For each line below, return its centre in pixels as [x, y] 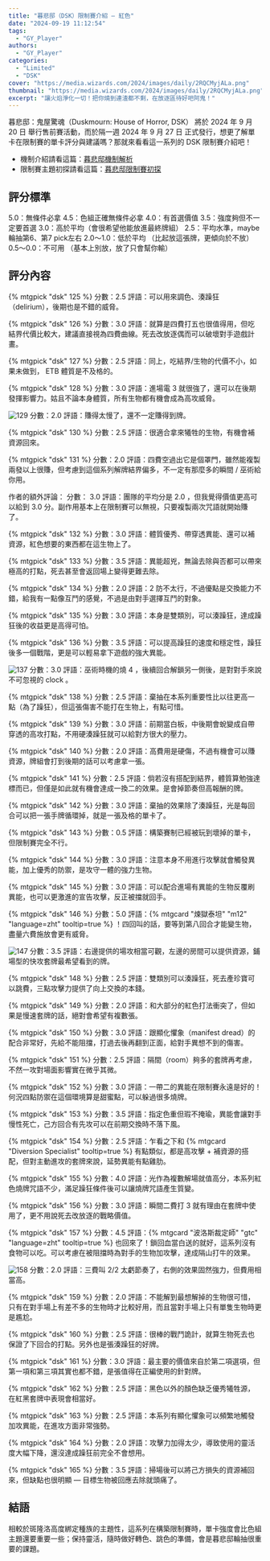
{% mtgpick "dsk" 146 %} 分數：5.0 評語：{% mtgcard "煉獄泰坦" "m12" [128, 914]
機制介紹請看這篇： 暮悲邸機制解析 [76, 159]
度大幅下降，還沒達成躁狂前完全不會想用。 [79, 1452]
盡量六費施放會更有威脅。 [51, 934]
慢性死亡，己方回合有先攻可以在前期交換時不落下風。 [96, 1124]
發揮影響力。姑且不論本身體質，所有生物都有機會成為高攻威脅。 [114, 398]
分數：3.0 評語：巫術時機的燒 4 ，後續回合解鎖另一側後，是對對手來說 [145, 669]
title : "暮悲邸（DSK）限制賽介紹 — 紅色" [72, 16]
